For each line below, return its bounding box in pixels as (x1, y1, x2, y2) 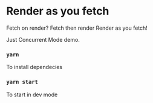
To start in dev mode (6, 91, 58, 98)
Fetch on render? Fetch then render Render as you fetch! (6, 24, 148, 32)
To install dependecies (6, 64, 62, 71)
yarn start (6, 79, 38, 85)
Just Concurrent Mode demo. (6, 36, 80, 43)
